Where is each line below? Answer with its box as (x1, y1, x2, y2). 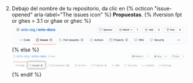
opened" (11, 11, 33, 18)
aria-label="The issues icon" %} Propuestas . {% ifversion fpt (34, 11, 182, 18)
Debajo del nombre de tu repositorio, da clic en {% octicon (11, 5, 153, 12)
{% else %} (11, 46, 40, 53)
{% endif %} (11, 71, 42, 78)
